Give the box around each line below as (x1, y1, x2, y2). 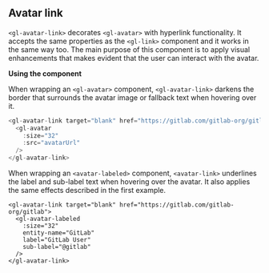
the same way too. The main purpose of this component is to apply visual (8, 44, 251, 54)
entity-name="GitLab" (22, 229, 94, 237)
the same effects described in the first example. (8, 186, 167, 195)
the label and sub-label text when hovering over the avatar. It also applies (8, 177, 251, 187)
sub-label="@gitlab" (22, 243, 91, 251)
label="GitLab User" (22, 236, 91, 244)
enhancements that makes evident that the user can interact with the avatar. (8, 53, 259, 62)
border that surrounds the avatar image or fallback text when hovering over (8, 92, 257, 102)
